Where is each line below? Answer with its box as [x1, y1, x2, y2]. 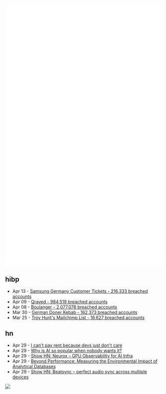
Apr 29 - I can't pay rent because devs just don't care [12, 342, 123, 348]
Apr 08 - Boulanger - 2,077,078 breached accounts [12, 304, 117, 310]
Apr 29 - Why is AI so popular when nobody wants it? [12, 348, 122, 354]
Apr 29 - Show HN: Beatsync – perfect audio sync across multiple [12, 369, 148, 375]
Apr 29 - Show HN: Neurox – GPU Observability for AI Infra [12, 353, 133, 359]
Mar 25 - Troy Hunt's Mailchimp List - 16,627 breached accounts [12, 315, 145, 321]
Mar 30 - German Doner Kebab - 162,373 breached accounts [12, 309, 138, 315]
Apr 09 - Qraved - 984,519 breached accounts [12, 299, 108, 305]
